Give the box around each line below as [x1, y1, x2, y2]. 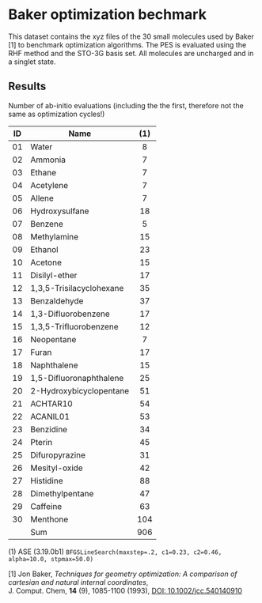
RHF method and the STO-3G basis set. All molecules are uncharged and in [8, 48, 254, 58]
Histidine [30, 475, 63, 486]
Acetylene [30, 179, 69, 190]
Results [8, 80, 47, 93]
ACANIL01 [30, 411, 70, 422]
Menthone [30, 514, 69, 525]
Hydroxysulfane [30, 205, 89, 217]
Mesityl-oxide [30, 462, 83, 473]
